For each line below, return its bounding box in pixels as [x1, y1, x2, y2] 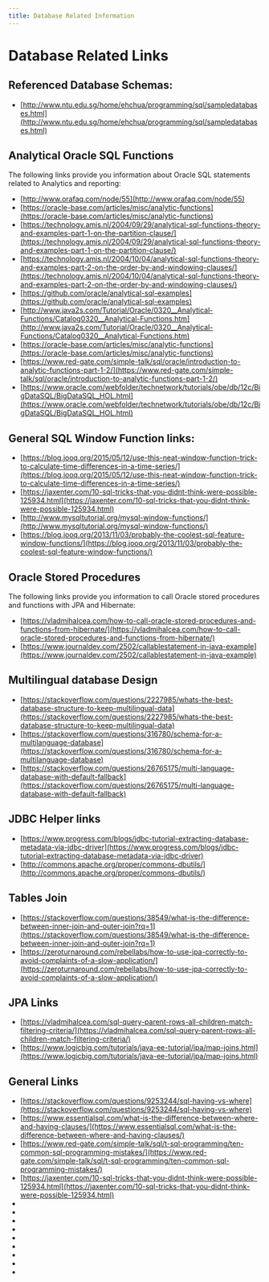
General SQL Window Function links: [8, 432, 195, 445]
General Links [8, 1074, 79, 1088]
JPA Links [8, 995, 59, 1009]
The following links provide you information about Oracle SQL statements [8, 170, 251, 180]
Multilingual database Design [8, 673, 158, 687]
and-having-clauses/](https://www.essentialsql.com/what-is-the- [19, 1122, 237, 1131]
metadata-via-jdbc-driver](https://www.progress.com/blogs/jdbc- [19, 842, 239, 852]
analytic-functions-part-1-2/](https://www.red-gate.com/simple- [19, 366, 234, 375]
